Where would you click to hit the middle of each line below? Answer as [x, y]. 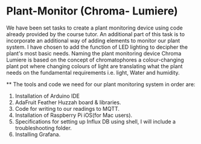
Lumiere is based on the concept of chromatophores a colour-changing [95, 60]
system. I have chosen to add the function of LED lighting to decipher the [97, 47]
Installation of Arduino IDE [47, 96]
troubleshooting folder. [43, 128]
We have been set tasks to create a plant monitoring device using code [94, 28]
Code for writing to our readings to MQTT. [67, 108]
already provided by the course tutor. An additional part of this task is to [96, 34]
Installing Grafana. [38, 134]
